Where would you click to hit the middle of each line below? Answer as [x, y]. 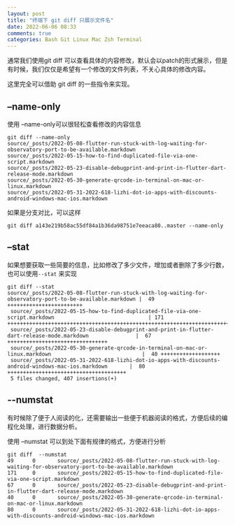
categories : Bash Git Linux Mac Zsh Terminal [74, 40]
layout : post [26, 14]
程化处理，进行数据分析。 [44, 426]
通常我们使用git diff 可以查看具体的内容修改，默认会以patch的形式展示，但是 [117, 61]
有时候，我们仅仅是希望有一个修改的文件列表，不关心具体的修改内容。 [108, 69]
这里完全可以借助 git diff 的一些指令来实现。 [71, 84]
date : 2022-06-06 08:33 [42, 27]
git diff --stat [31, 287]
